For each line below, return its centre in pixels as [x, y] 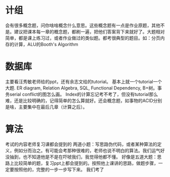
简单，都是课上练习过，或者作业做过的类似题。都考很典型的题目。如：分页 [83, 38]
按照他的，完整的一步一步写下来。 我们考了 [59, 169]
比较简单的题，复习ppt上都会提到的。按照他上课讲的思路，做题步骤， [86, 163]
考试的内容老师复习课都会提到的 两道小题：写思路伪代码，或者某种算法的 [81, 144]
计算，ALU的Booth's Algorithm [46, 44]
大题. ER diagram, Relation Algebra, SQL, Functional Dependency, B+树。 [81, 88]
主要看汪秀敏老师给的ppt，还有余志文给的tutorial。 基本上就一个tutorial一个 [84, 81]
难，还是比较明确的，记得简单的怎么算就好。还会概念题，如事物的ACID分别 [84, 100]
